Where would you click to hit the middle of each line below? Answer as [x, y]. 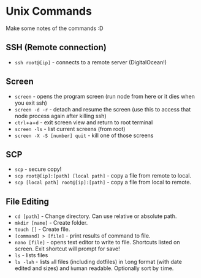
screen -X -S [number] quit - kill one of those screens [84, 135]
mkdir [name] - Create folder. [51, 223]
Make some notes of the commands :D [55, 28]
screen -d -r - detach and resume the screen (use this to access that [103, 109]
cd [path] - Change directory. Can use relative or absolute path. [96, 216]
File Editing [28, 201]
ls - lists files [31, 255]
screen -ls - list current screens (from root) [70, 129]
